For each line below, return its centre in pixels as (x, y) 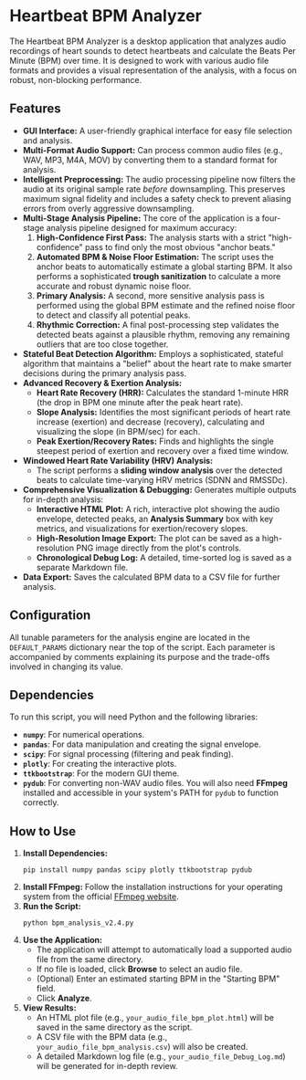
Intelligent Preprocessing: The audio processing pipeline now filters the (159, 179)
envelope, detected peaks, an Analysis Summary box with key (155, 519)
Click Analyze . (64, 998)
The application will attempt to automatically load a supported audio (164, 949)
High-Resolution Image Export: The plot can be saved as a (148, 538)
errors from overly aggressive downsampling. (108, 208)
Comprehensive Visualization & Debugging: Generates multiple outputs (159, 489)
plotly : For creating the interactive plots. (100, 764)
